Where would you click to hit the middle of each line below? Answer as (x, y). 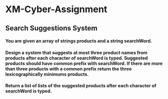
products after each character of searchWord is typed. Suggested (77, 58)
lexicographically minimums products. (47, 74)
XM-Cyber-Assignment (56, 9)
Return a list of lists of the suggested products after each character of (81, 86)
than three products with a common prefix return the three (68, 69)
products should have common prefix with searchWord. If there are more (84, 63)
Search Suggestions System (52, 28)
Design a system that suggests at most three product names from (76, 52)
